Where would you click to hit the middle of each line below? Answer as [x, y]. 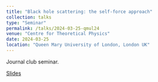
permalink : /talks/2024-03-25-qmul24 [53, 28]
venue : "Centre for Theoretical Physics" [58, 34]
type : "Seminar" [26, 23]
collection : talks [29, 17]
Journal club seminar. [33, 61]
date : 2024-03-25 [28, 39]
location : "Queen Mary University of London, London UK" [78, 45]
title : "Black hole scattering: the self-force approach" [79, 12]
